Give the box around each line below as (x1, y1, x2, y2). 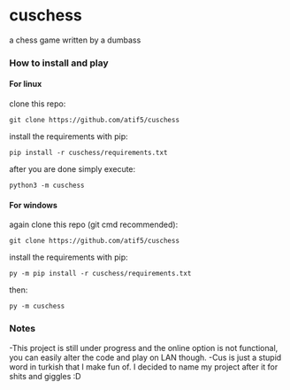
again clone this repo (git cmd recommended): (9, 219, 179, 230)
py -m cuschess (9, 302, 65, 311)
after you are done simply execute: (9, 164, 136, 175)
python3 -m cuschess (9, 181, 86, 191)
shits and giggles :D (9, 370, 81, 381)
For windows (9, 199, 57, 210)
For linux (9, 79, 42, 90)
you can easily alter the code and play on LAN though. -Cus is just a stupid (9, 352, 282, 363)
